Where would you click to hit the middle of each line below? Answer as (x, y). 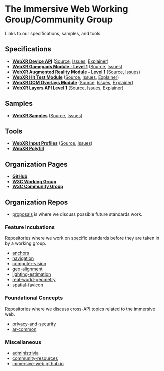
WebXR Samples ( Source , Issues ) (47, 115)
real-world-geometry (34, 280)
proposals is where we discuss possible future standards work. (77, 214)
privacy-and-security (34, 324)
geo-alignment (28, 269)
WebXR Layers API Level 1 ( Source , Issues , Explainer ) (68, 88)
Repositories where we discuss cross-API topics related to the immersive (80, 309)
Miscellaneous (23, 342)
